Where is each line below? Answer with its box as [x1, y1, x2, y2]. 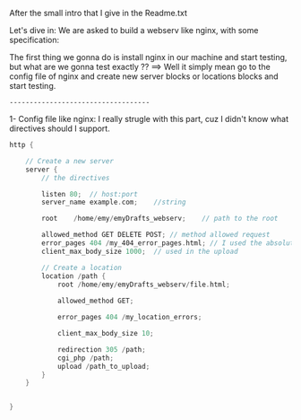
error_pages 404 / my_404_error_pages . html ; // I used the [41, 239, 262, 248]
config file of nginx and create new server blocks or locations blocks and [9, 71, 279, 82]
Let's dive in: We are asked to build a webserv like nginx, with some [9, 25, 259, 35]
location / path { [41, 271, 106, 281]
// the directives [41, 173, 110, 182]
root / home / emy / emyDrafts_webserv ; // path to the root [41, 214, 279, 223]
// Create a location [41, 263, 123, 272]
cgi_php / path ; [56, 354, 115, 363]
